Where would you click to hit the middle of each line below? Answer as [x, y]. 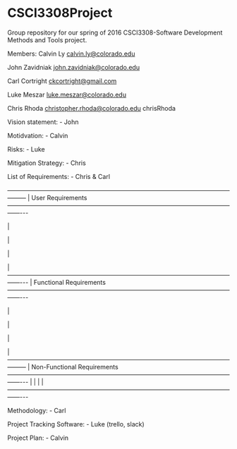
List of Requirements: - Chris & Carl [59, 176]
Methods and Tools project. [47, 39]
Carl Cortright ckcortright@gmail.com [62, 81]
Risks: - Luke [26, 149]
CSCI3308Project [60, 13]
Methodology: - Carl [37, 410]
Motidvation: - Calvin [38, 135]
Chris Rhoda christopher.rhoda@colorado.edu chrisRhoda [92, 108]
